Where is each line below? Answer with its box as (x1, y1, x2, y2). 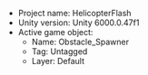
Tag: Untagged (31, 46, 88, 57)
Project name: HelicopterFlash (17, 8, 132, 18)
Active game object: (17, 27, 94, 37)
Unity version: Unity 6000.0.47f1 (17, 17, 140, 28)
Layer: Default (31, 56, 84, 66)
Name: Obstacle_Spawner (31, 36, 130, 47)
